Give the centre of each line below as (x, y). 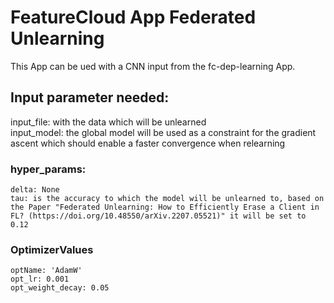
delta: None (35, 190)
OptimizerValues (52, 249)
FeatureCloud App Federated (133, 17)
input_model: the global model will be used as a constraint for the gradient (163, 132)
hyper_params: (48, 169)
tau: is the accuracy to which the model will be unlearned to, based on (167, 199)
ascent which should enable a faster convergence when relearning (148, 143)
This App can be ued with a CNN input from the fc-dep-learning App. (153, 66)
